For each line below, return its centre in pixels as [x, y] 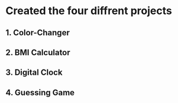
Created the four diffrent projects [89, 11]
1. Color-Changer [38, 33]
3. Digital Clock [34, 73]
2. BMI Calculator [38, 52]
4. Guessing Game [40, 92]
